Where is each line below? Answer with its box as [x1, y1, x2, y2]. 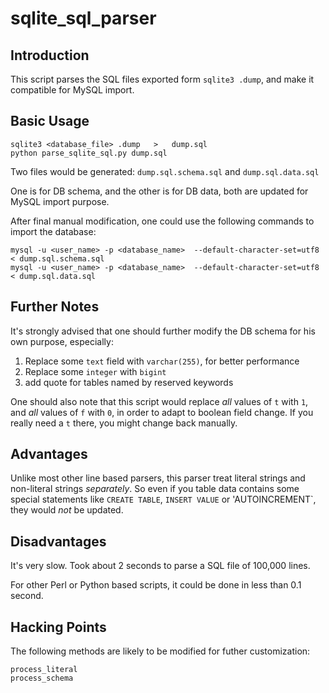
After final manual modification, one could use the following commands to [10, 215, 315, 227]
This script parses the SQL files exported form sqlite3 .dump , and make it [10, 73, 315, 85]
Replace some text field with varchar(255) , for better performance [24, 355, 300, 367]
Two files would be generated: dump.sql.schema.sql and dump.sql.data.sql [10, 165, 320, 177]
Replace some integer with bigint [24, 365, 167, 377]
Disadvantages [10, 533, 107, 550]
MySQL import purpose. [10, 195, 110, 207]
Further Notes [10, 298, 100, 316]
